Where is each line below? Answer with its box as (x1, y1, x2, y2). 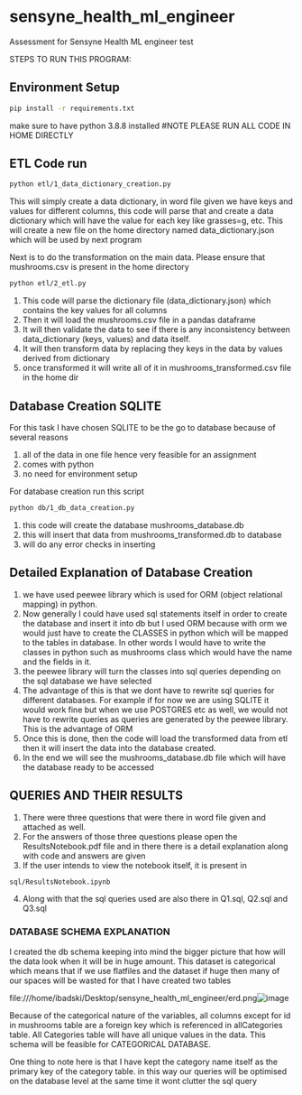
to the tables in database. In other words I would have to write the (22, 636, 266, 647)
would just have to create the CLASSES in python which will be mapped (22, 627, 288, 638)
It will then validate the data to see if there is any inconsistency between (22, 324, 291, 335)
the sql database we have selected (22, 675, 152, 686)
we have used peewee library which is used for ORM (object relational (22, 589, 283, 599)
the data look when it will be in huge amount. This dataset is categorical (9, 955, 276, 967)
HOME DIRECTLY (9, 129, 74, 141)
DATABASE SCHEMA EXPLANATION (9, 925, 171, 938)
